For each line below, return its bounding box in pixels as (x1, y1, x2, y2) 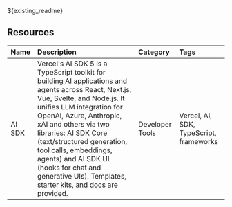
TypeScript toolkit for (37, 67, 106, 77)
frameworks (179, 136, 219, 146)
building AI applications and (37, 76, 128, 86)
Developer (137, 119, 172, 129)
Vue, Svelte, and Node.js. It (37, 93, 125, 103)
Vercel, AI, (179, 111, 213, 120)
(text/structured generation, (37, 136, 128, 146)
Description (37, 47, 77, 57)
